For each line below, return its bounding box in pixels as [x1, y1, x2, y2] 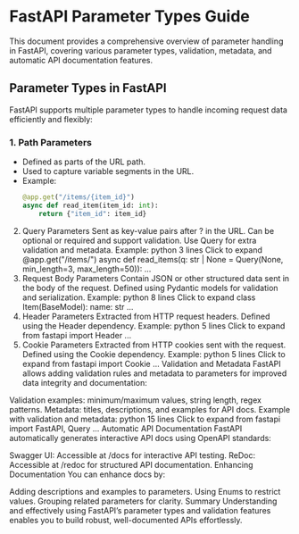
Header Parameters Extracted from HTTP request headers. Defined [21, 311, 270, 321]
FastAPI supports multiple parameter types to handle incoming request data [9, 104, 288, 115]
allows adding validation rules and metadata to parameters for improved [21, 368, 287, 379]
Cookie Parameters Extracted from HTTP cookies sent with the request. [21, 339, 287, 350]
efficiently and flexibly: [9, 113, 94, 124]
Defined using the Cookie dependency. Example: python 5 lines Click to [21, 348, 286, 359]
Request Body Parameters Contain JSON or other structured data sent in [21, 272, 290, 283]
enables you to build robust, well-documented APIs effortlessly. [9, 514, 243, 525]
